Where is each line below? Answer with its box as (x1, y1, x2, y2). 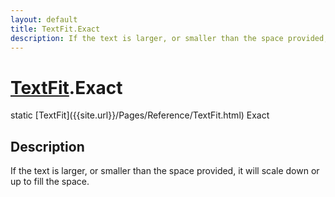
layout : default (10, 14, 78, 25)
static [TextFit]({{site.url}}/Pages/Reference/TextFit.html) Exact (10, 109, 270, 121)
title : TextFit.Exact (10, 24, 101, 34)
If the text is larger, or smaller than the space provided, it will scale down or (10, 165, 320, 177)
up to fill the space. (10, 176, 90, 188)
